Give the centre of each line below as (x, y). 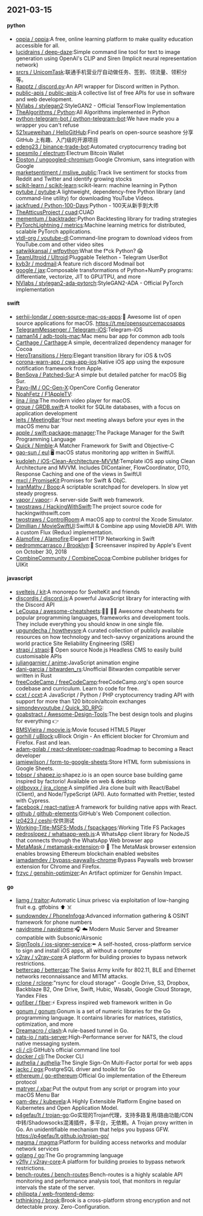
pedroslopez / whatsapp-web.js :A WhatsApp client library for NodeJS (102, 834)
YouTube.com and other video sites (60, 244)
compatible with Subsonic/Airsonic (59, 938)
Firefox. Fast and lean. (43, 743)
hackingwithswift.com (43, 513)
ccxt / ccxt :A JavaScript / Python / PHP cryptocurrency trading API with (105, 695)
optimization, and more (44, 1024)
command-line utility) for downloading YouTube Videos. (85, 198)
